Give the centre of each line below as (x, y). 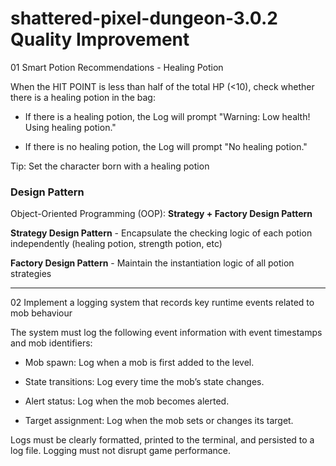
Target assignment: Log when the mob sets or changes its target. (159, 421)
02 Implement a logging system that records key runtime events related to (162, 303)
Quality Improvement (100, 39)
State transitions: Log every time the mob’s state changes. (144, 382)
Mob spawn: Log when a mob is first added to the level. (139, 363)
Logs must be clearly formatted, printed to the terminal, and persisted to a (162, 440)
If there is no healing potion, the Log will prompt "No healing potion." (166, 146)
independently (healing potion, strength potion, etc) (116, 244)
